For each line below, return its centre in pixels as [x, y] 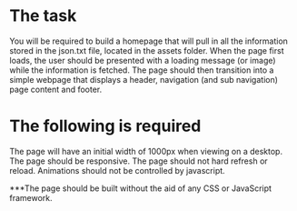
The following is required [105, 126]
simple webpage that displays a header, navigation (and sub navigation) [144, 79]
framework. [31, 197]
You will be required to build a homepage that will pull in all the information [149, 41]
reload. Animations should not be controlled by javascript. [117, 170]
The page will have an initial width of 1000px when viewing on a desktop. [146, 151]
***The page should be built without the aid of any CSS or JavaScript [141, 188]
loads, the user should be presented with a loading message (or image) [143, 60]
